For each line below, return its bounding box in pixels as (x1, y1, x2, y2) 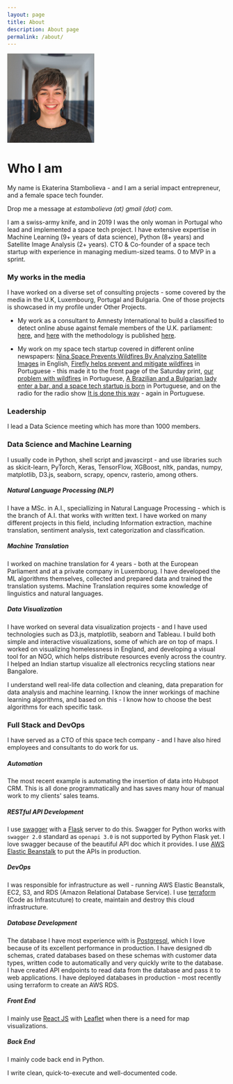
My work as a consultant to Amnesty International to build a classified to (17, 317, 225, 325)
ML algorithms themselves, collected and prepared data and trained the (7, 574, 213, 583)
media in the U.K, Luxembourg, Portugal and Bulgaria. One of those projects (7, 296, 225, 304)
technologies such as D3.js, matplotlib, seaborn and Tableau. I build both (7, 630, 216, 638)
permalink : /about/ (7, 33, 64, 40)
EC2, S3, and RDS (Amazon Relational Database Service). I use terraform (7, 888, 216, 896)
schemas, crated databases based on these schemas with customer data (7, 951, 217, 959)
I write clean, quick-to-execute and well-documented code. (7, 1069, 177, 1077)
